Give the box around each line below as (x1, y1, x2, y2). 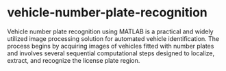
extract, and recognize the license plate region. (7, 56, 140, 64)
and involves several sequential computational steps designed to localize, (7, 49, 214, 57)
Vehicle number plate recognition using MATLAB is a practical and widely (7, 27, 214, 35)
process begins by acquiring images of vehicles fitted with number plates (7, 42, 214, 50)
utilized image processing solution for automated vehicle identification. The (7, 34, 220, 42)
